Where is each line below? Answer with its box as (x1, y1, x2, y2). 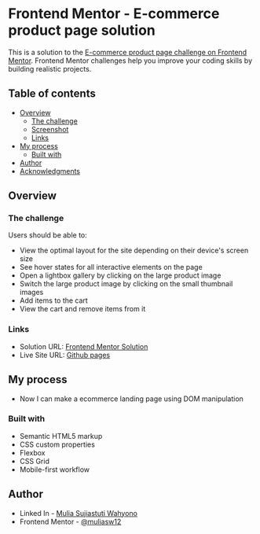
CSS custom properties (19, 440, 96, 449)
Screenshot (31, 124, 69, 134)
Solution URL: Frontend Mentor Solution (19, 341, 148, 351)
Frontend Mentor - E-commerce (8, 5, 220, 23)
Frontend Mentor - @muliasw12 (19, 517, 122, 526)
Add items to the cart (19, 296, 88, 305)
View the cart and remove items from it (19, 304, 146, 314)
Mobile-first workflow (19, 465, 90, 474)
